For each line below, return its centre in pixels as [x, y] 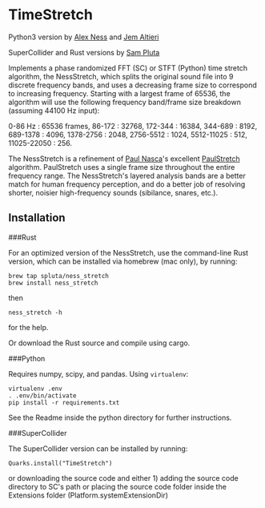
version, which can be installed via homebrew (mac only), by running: [123, 261]
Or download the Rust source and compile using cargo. [99, 343]
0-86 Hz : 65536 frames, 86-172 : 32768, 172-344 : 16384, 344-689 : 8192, [133, 126]
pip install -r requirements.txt [64, 402]
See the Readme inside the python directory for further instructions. [120, 417]
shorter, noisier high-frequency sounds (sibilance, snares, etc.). [113, 192]
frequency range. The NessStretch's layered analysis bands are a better [127, 175]
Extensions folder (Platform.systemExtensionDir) [88, 495]
